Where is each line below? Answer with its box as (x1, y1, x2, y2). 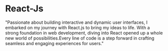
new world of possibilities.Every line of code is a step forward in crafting (5, 35, 154, 41)
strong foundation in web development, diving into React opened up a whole (5, 30, 163, 36)
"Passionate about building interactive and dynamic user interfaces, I (5, 19, 148, 25)
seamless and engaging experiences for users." (5, 40, 104, 46)
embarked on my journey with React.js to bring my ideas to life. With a (5, 24, 150, 30)
